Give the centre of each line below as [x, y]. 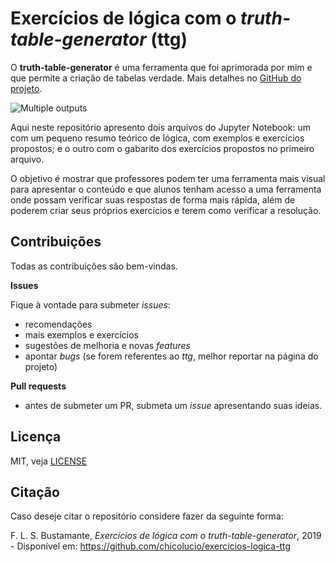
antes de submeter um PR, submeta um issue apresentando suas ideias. [173, 405]
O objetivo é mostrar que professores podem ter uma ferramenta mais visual [168, 178]
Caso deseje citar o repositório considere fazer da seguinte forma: [147, 516]
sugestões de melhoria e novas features [108, 345]
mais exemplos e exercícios [81, 334]
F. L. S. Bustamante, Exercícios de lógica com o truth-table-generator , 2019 [166, 536]
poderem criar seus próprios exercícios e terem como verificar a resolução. [166, 210]
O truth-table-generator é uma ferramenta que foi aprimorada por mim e [161, 67]
